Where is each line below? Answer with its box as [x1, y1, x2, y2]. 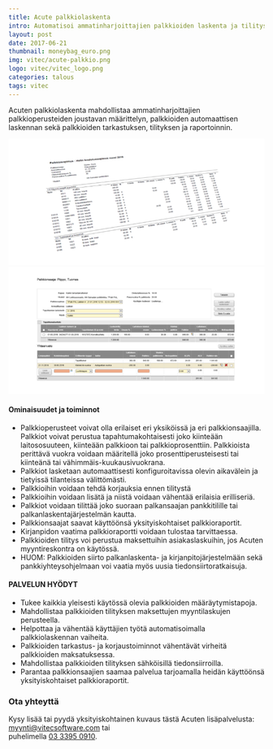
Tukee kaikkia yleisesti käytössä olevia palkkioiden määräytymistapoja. [19, 598, 258, 607]
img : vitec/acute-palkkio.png [8, 56, 111, 64]
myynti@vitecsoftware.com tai [8, 723, 110, 733]
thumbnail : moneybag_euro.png [8, 47, 111, 56]
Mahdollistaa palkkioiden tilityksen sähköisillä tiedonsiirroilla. [19, 658, 223, 668]
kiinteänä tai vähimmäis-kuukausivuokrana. [19, 457, 166, 467]
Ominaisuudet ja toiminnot [8, 405, 100, 415]
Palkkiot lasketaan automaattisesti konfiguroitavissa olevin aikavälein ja [19, 466, 258, 476]
